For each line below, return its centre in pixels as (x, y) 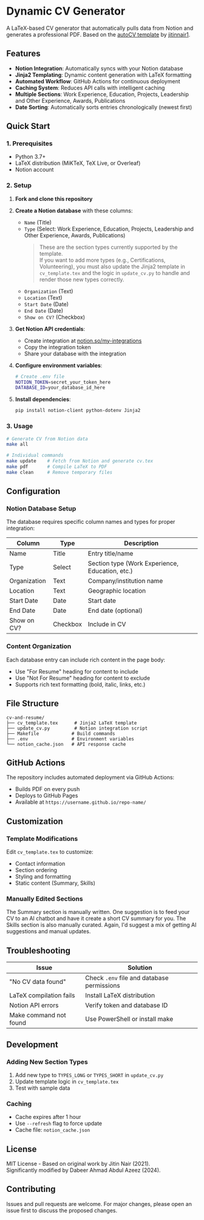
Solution (140, 967)
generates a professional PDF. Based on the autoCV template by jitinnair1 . (98, 34)
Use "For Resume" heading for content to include (76, 671)
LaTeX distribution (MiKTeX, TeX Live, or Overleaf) (78, 163)
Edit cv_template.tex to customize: (50, 852)
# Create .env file (40, 376)
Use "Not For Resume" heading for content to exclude (83, 678)
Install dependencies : (43, 399)
